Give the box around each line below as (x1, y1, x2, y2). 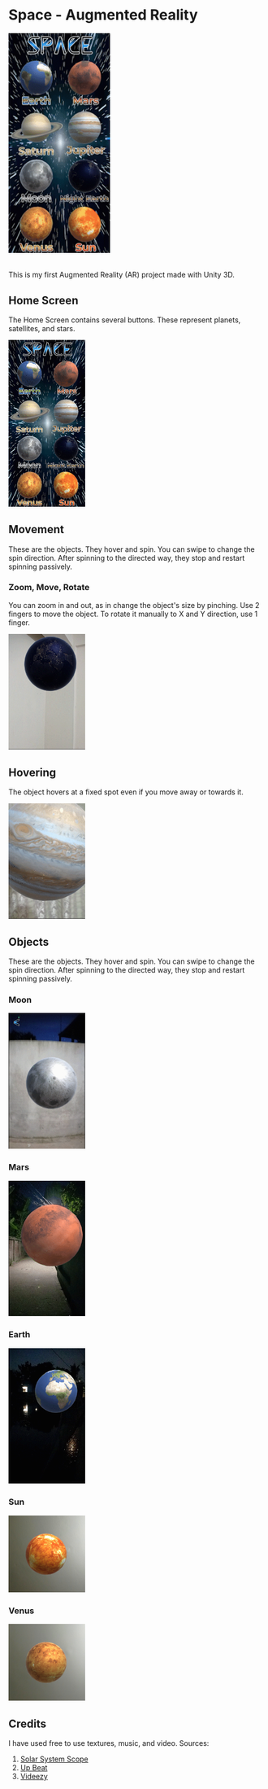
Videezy (19, 1772, 49, 1782)
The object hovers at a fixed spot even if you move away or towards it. (8, 787, 244, 797)
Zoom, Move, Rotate (8, 582, 90, 593)
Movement (8, 523, 65, 536)
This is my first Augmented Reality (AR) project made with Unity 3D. (8, 270, 236, 280)
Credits (8, 1717, 47, 1730)
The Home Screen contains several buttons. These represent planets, (8, 315, 241, 325)
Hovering (8, 765, 57, 779)
